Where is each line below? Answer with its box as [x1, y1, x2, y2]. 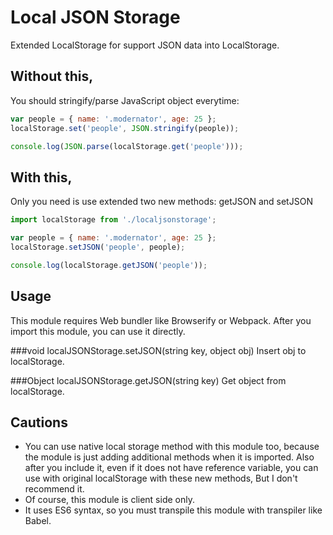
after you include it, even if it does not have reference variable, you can [24, 462, 319, 474]
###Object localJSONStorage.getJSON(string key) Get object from [10, 374, 287, 386]
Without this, [10, 68, 94, 85]
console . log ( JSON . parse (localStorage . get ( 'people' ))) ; [10, 141, 244, 151]
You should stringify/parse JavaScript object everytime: [10, 94, 240, 106]
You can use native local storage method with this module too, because [24, 441, 320, 453]
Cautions [10, 414, 68, 431]
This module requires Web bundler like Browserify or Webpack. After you [10, 314, 312, 326]
